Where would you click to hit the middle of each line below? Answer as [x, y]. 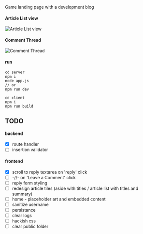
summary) [22, 194]
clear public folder [30, 226]
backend [14, 134]
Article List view [22, 18]
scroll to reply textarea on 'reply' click [50, 172]
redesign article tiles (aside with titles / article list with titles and [75, 188]
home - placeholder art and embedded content [59, 199]
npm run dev [17, 89]
